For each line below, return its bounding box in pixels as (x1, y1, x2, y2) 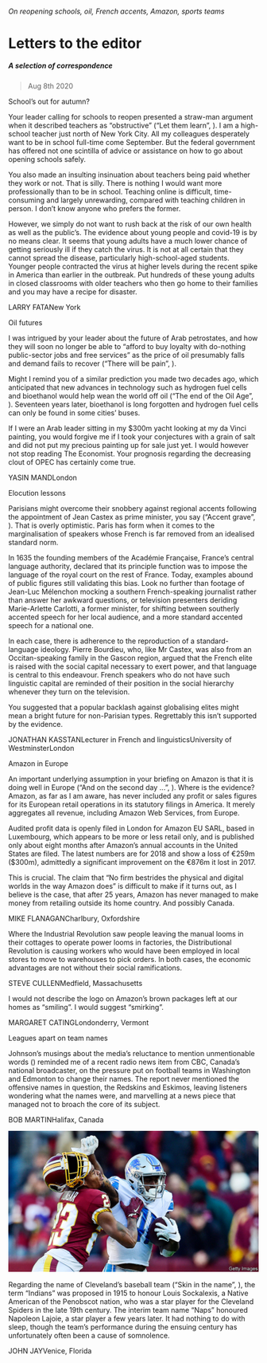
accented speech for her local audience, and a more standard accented (8, 612, 243, 622)
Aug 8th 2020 (27, 81, 74, 91)
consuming (8, 195, 45, 205)
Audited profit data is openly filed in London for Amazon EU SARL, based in (8, 823, 255, 833)
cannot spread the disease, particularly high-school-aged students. (8, 253, 230, 262)
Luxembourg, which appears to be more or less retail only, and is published (8, 831, 254, 841)
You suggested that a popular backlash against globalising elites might (8, 702, 240, 712)
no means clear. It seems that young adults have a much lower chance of (8, 236, 248, 245)
